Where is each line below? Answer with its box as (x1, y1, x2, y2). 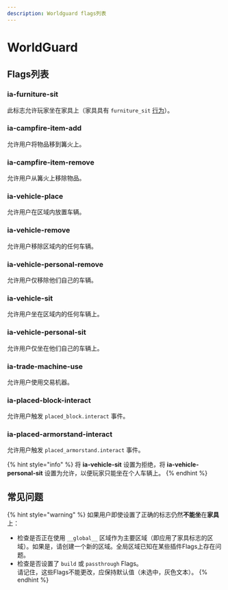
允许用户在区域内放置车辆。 (7, 208, 86, 216)
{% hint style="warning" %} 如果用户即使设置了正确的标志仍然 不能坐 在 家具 (7, 510, 220, 519)
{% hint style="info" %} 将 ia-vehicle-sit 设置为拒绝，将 (7, 460, 166, 469)
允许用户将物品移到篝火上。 (7, 140, 86, 148)
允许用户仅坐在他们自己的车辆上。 (7, 344, 103, 352)
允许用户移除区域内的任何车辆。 (7, 241, 97, 250)
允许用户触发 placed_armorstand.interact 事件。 (7, 446, 145, 454)
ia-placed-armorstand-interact (7, 429, 113, 439)
